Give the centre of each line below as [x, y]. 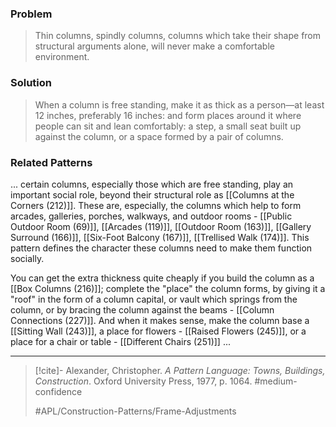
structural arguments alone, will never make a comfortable [154, 46]
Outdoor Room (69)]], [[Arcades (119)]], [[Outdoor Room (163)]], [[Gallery [161, 226]
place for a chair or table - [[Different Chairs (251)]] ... [121, 341]
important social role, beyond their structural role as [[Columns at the [152, 194]
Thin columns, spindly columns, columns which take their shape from [178, 36]
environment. [62, 57]
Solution [31, 83]
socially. [27, 258]
